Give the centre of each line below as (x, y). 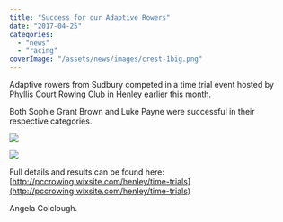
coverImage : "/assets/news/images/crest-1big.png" (106, 59)
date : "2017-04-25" (46, 26)
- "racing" (38, 51)
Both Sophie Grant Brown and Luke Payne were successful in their (132, 111)
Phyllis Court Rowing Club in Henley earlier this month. (111, 94)
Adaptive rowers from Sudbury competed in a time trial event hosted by (141, 85)
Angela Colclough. (44, 208)
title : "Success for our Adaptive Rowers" (90, 17)
